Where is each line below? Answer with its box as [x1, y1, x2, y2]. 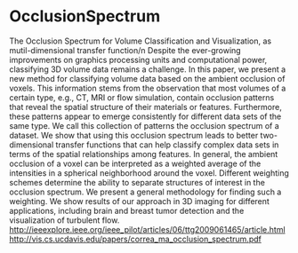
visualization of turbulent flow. [9, 215, 120, 225]
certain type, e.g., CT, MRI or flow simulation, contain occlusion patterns [9, 91, 275, 103]
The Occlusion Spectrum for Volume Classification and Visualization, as [9, 36, 272, 46]
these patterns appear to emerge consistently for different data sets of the [9, 111, 282, 122]
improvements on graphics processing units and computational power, [9, 54, 268, 65]
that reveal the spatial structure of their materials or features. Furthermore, [9, 101, 282, 112]
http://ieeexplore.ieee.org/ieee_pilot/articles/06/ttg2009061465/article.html [9, 224, 286, 234]
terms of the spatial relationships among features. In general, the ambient [9, 148, 278, 159]
